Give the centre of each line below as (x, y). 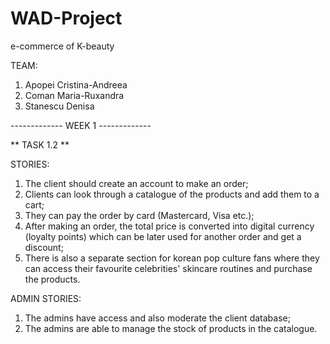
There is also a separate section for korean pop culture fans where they (172, 258)
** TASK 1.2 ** (40, 144)
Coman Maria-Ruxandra (74, 95)
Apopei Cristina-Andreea (76, 84)
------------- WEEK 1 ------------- (81, 125)
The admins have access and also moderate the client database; (157, 318)
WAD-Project (66, 18)
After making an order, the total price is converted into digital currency (169, 226)
